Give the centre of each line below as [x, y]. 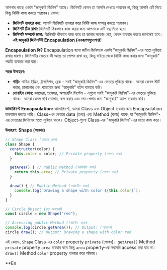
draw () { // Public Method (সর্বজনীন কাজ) [50, 186]
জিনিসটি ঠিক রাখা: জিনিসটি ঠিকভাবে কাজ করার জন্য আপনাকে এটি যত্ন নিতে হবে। [70, 29]
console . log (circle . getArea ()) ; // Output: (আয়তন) [59, 228]
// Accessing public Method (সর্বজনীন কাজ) [47, 223]
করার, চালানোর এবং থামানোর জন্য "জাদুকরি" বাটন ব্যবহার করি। [58, 87]
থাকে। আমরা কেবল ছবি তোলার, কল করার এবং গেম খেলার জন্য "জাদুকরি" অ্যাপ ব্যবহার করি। [79, 98]
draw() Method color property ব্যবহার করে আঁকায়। [52, 253]
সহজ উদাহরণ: [15, 72]
